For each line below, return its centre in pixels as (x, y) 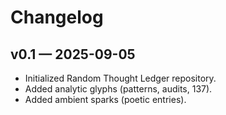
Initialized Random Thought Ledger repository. (120, 78)
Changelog (57, 17)
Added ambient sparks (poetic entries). (105, 99)
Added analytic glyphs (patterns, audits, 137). (118, 89)
